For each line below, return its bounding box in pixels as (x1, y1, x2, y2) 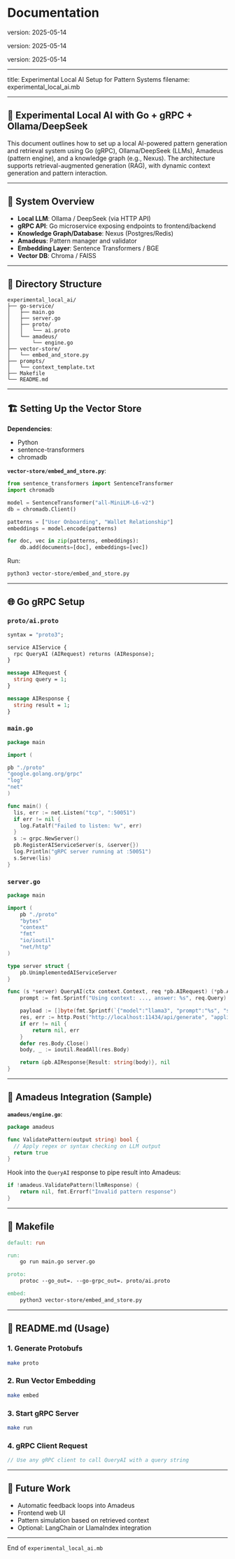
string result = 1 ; (13, 702, 71, 709)
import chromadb (7, 487, 55, 494)
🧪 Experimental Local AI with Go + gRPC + (7, 110, 193, 122)
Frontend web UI (17, 1509, 66, 1517)
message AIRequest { (7, 669, 68, 676)
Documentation (7, 5, 100, 21)
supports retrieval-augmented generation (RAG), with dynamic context (7, 161, 211, 169)
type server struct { (7, 962, 71, 969)
